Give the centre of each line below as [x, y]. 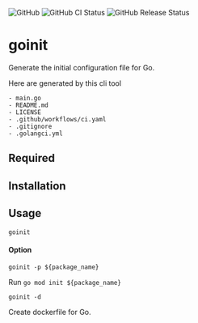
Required [32, 158]
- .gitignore [30, 126]
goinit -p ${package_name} [54, 267]
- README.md [28, 105]
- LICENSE [25, 112]
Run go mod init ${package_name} [65, 282]
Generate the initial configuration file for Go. [82, 67]
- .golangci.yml [36, 134]
